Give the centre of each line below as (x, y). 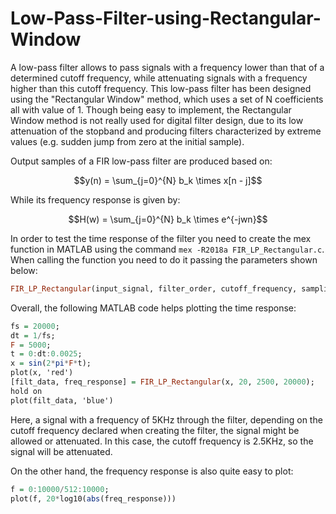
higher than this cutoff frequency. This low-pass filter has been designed (161, 88)
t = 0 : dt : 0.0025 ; (46, 354)
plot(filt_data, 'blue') (62, 400)
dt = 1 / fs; (33, 335)
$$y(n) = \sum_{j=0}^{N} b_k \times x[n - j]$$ (168, 180)
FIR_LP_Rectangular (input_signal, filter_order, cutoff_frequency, (154, 288)
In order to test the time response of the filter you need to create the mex (161, 238)
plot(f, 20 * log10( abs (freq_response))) (93, 498)
